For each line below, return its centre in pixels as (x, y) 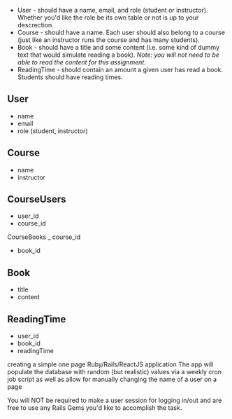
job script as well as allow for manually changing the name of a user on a (112, 379)
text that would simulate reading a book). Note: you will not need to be (118, 55)
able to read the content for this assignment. (82, 62)
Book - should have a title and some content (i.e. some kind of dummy (118, 47)
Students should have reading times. (70, 77)
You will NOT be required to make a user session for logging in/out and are (115, 400)
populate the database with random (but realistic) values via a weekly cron (115, 372)
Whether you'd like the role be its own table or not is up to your (108, 18)
